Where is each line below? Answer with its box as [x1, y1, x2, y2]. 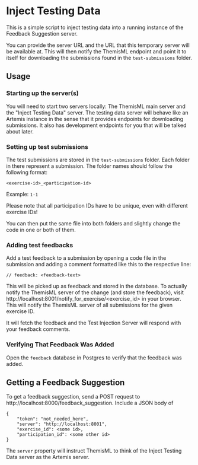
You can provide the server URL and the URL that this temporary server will [6, 42, 190, 49]
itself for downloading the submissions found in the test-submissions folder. [6, 54, 193, 61]
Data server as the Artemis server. [6, 454, 90, 461]
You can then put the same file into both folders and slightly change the [6, 219, 181, 227]
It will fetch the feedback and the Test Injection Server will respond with [6, 319, 181, 327]
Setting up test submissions [6, 142, 89, 151]
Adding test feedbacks [6, 241, 74, 249]
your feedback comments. [6, 326, 71, 333]
